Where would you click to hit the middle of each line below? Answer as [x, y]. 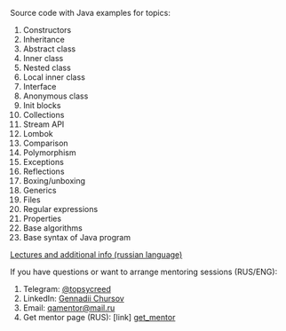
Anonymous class [56, 96]
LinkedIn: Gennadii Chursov [74, 298]
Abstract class [49, 49]
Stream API [44, 124]
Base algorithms [52, 228]
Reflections [44, 171]
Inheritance [44, 39]
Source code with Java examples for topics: [91, 13]
